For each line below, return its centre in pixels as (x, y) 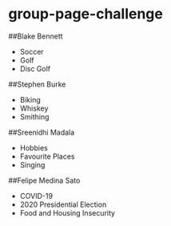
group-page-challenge (86, 14)
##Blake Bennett (36, 36)
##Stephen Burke (37, 84)
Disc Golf (35, 68)
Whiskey (34, 108)
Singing (32, 164)
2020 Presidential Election (63, 204)
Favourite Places (47, 156)
